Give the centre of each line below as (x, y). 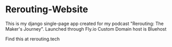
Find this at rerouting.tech (33, 39)
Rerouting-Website (47, 9)
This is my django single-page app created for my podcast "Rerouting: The (84, 24)
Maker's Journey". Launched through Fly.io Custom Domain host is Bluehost (86, 29)
